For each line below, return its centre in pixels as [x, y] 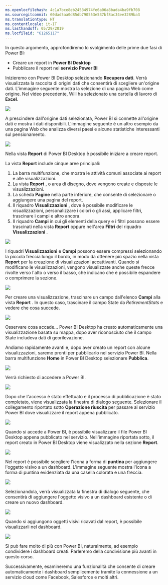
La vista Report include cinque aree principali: [53, 163]
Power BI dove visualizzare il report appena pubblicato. [62, 413]
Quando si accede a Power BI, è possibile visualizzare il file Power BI [76, 432]
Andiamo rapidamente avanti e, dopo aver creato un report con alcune [78, 347]
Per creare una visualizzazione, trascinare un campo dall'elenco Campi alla [83, 297]
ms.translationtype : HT [30, 19]
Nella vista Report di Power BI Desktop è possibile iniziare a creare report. [82, 154]
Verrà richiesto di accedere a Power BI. [46, 377]
